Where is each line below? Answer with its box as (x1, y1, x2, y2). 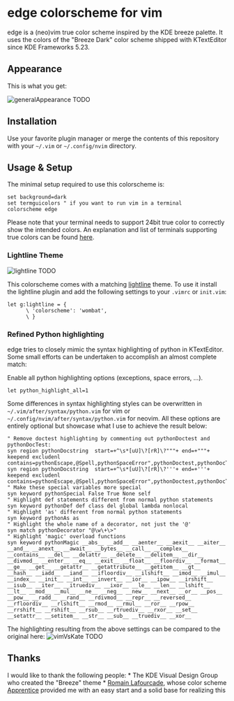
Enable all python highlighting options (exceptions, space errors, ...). (7, 373, 203, 382)
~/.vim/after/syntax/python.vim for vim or (7, 407, 131, 415)
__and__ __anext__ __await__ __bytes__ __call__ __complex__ (7, 545, 189, 552)
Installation (7, 115, 57, 127)
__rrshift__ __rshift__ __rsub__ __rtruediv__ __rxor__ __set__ (7, 606, 198, 613)
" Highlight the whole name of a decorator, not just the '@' (7, 521, 192, 528)
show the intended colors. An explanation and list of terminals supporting (7, 226, 217, 234)
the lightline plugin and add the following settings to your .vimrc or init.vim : (7, 287, 227, 296)
